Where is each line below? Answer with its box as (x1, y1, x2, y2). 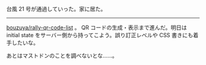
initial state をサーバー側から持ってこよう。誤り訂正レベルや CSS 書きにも (6, 32, 194, 38)
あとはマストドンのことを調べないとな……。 (6, 52, 118, 59)
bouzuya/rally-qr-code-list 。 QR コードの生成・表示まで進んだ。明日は (6, 24, 187, 31)
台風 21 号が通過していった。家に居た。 (6, 5, 106, 12)
